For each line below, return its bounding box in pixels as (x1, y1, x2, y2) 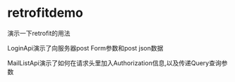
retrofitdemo (7, 5, 83, 21)
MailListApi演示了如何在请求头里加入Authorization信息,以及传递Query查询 (7, 58, 222, 67)
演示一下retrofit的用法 (7, 29, 71, 37)
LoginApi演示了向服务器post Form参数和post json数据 (7, 43, 164, 52)
